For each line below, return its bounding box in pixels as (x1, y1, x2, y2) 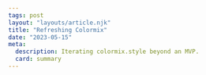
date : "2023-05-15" (8, 33, 73, 41)
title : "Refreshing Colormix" (8, 26, 108, 34)
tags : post (8, 11, 44, 20)
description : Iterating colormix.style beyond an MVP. (15, 48, 200, 55)
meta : (8, 41, 26, 48)
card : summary (15, 55, 62, 63)
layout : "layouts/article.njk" (8, 19, 111, 27)
